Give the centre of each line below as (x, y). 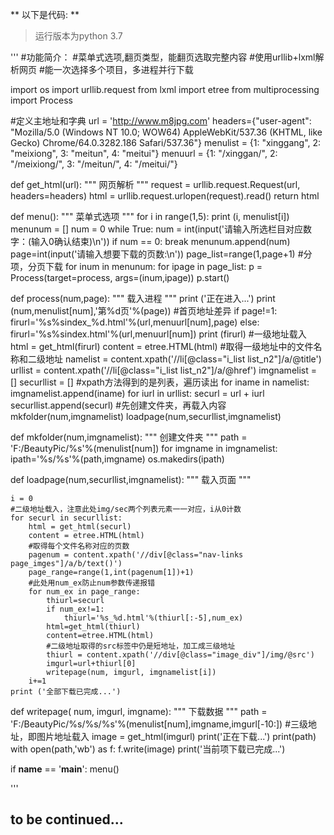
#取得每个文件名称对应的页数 (79, 546)
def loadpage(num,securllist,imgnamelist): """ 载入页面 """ (131, 479)
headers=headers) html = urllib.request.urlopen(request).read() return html (165, 196)
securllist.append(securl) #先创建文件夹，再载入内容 (118, 405)
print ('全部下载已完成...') (66, 692)
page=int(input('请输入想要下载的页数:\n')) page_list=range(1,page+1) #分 (161, 254)
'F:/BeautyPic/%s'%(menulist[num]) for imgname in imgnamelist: (144, 448)
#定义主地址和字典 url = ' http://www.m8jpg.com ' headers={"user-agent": (161, 121)
